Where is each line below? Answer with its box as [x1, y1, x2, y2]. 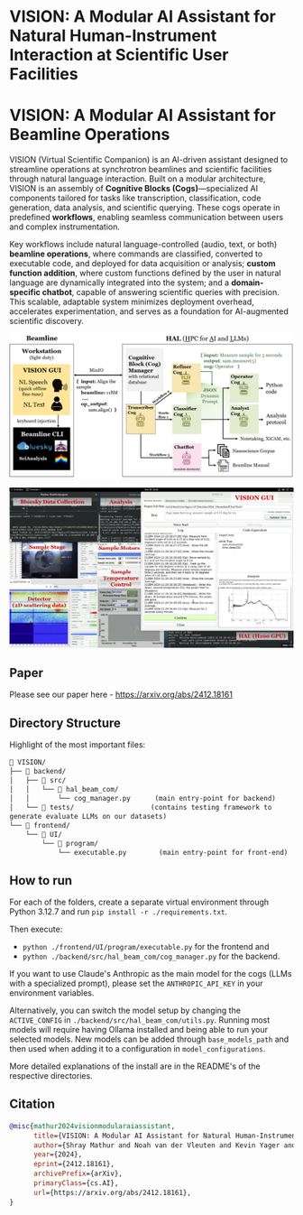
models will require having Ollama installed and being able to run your [9, 1024, 269, 1034]
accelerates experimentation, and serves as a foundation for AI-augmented [9, 306, 289, 317]
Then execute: [9, 923, 63, 934]
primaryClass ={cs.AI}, [32, 1179, 119, 1188]
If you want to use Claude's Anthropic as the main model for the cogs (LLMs [9, 968, 292, 978]
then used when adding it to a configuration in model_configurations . [9, 1043, 266, 1053]
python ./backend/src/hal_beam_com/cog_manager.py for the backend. [22, 951, 280, 961]
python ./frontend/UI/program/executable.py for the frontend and [22, 941, 270, 951]
